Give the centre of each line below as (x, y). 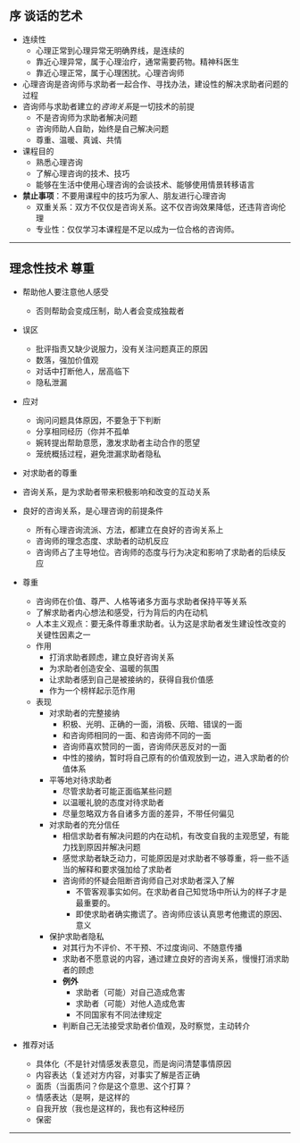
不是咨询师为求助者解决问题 (87, 117)
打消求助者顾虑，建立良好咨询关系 (112, 657)
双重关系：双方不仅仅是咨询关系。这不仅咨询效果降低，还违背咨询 (157, 206)
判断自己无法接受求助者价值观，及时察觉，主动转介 (156, 1025)
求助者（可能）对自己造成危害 (130, 992)
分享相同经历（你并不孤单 (83, 431)
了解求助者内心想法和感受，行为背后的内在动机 (121, 612)
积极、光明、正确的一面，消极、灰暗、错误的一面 (152, 724)
